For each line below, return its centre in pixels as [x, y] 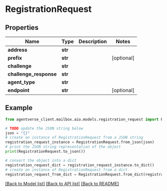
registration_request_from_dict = [41, 174]
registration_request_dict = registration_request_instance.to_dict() [80, 165]
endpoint [19, 90]
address [18, 50]
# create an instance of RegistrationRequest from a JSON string [74, 138]
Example [19, 108]
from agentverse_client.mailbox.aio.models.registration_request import [82, 119]
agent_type [21, 82]
